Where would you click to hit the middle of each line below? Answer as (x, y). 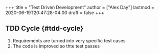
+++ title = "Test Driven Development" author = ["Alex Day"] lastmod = (80, 7)
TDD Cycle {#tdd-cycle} (44, 29)
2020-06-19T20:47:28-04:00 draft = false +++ (55, 13)
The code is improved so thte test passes (56, 46)
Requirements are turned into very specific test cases (69, 40)
